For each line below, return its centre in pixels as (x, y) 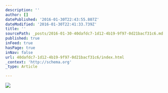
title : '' (16, 29)
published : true (22, 39)
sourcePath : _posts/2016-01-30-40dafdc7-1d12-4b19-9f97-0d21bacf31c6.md (84, 34)
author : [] (17, 15)
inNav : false (19, 52)
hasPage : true (20, 48)
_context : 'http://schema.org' (39, 62)
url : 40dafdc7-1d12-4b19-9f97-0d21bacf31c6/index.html (65, 57)
